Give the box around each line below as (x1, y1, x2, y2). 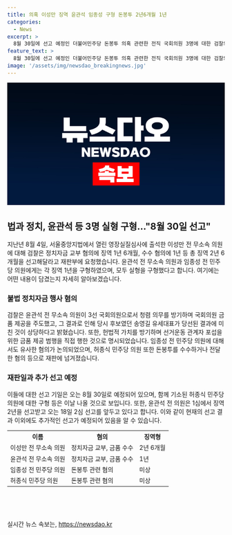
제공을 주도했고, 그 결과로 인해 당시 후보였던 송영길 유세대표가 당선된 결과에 (14, 319, 217, 328)
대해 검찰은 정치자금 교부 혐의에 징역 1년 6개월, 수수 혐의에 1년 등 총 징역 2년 (14, 249, 220, 257)
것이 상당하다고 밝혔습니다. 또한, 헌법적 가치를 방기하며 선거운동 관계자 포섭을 (14, 328, 223, 336)
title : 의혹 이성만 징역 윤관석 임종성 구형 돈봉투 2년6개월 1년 (7, 11, 167, 18)
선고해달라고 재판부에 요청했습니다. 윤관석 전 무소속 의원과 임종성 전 (25, 257, 209, 266)
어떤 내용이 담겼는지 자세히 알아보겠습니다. (7, 275, 122, 283)
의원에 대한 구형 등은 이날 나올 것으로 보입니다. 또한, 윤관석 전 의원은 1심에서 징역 (7, 399, 224, 407)
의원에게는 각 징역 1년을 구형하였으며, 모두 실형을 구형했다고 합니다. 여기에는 (14, 266, 220, 275)
